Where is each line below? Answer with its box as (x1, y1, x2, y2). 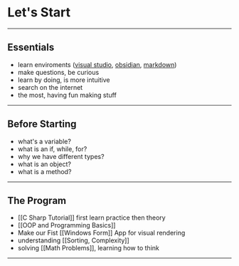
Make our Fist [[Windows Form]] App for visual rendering (17, 229, 186, 237)
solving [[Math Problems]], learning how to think (17, 244, 160, 252)
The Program (7, 194, 66, 207)
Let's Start (7, 4, 71, 21)
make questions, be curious (17, 68, 100, 76)
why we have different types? (17, 152, 105, 160)
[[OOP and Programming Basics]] (17, 221, 116, 230)
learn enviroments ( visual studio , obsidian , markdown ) (17, 60, 177, 68)
